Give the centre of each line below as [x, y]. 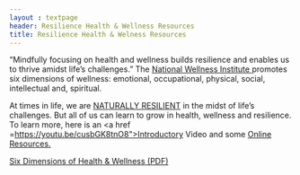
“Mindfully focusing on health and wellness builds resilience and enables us [150, 60]
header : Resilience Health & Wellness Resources [102, 26]
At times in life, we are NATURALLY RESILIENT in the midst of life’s [132, 106]
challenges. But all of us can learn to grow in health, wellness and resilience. [150, 115]
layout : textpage [44, 17]
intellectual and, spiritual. [56, 88]
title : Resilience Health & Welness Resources [98, 34]
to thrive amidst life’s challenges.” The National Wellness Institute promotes [148, 69]
